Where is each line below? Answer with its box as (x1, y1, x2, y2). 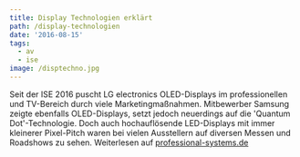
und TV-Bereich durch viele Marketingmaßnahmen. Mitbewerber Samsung (9, 98, 290, 109)
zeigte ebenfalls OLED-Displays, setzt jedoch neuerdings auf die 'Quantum (9, 108, 291, 119)
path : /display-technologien (9, 22, 120, 31)
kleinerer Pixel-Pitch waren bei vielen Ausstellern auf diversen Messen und (9, 127, 292, 138)
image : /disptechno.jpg (9, 64, 100, 74)
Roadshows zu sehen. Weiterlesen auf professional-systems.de (9, 137, 249, 148)
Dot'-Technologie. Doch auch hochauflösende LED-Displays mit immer (9, 117, 275, 128)
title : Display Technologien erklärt (9, 13, 153, 23)
